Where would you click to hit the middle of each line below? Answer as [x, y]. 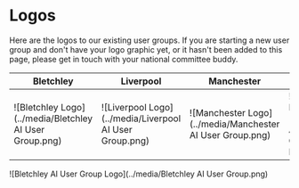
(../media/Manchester [235, 124]
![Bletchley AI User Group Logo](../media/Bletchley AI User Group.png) [139, 174]
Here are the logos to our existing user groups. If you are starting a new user [149, 40]
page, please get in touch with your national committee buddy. [124, 59]
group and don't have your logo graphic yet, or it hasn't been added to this [146, 49]
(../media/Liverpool [141, 119]
